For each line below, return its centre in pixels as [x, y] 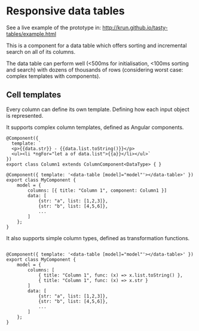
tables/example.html [31, 33]
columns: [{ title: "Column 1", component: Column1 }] [97, 190]
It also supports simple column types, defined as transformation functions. [98, 238]
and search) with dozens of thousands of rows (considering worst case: [95, 69]
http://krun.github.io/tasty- [135, 27]
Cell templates [34, 95]
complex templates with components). [53, 76]
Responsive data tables [65, 11]
